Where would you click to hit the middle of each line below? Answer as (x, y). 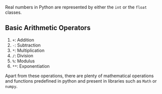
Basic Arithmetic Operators (48, 28)
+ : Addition (23, 40)
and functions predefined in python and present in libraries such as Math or (81, 81)
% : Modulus (23, 61)
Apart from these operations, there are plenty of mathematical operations (80, 76)
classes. (14, 12)
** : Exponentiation (31, 66)
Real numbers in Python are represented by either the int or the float (76, 7)
